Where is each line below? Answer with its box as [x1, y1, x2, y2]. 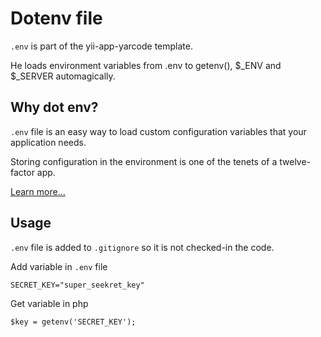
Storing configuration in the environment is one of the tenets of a [10, 155, 278, 167]
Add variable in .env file [10, 260, 108, 272]
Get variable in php [10, 297, 89, 309]
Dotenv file [10, 7, 103, 30]
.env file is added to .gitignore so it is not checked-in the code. [10, 241, 275, 253]
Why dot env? [10, 99, 99, 116]
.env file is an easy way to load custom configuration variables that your [10, 125, 307, 137]
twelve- [279, 155, 312, 167]
